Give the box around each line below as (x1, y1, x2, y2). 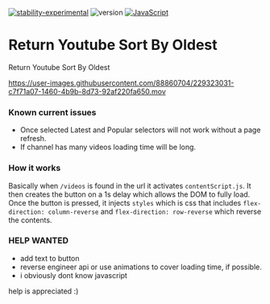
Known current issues (8, 106, 97, 118)
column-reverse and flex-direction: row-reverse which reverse (48, 206, 262, 216)
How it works (8, 162, 61, 173)
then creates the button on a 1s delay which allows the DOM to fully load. (8, 189, 251, 199)
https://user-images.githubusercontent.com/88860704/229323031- (8, 77, 235, 88)
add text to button (19, 253, 80, 263)
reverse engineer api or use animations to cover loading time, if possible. (19, 262, 262, 272)
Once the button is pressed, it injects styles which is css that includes (8, 198, 242, 207)
